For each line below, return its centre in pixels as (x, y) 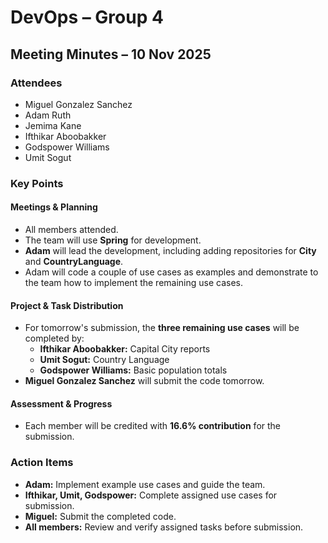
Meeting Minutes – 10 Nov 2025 (111, 54)
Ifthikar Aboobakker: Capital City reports (125, 349)
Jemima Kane (53, 125)
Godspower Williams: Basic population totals (133, 370)
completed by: (54, 338)
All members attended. (71, 229)
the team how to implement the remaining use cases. (134, 282)
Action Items (42, 463)
